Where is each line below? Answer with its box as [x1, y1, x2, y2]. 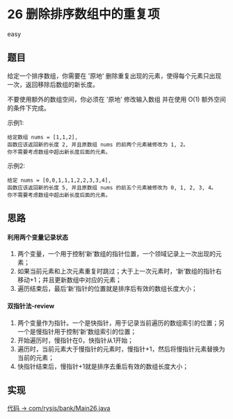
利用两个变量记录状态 [7, 232, 68, 241]
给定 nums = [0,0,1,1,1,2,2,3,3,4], [7, 177, 111, 184]
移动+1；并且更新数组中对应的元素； [17, 276, 122, 284]
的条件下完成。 [7, 104, 50, 112]
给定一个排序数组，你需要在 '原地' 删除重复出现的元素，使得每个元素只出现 [7, 71, 222, 80]
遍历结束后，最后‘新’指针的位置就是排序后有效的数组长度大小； [17, 285, 198, 293]
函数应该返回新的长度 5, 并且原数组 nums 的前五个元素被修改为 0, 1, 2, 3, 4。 [7, 184, 217, 191]
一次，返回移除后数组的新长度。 [7, 80, 99, 88]
